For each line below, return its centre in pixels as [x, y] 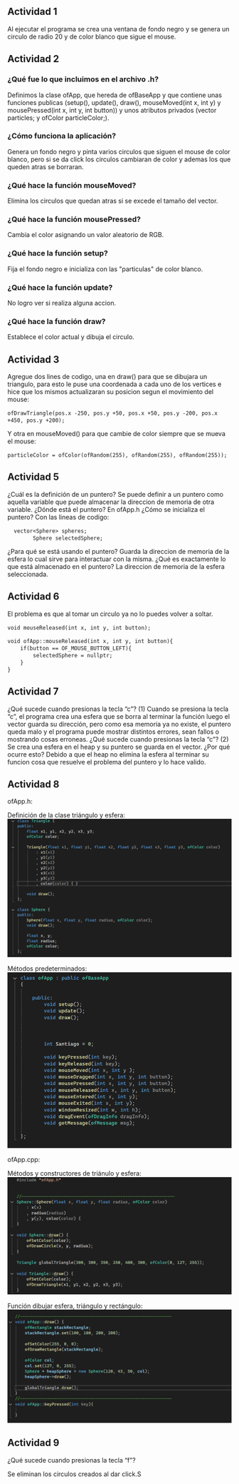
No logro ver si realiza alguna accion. [62, 303]
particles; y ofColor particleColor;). [58, 118]
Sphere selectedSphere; [68, 538]
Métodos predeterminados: [47, 969]
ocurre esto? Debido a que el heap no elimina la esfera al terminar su [108, 754]
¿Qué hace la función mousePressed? [74, 219]
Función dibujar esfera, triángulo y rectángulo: [75, 1306]
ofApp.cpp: [24, 1159]
